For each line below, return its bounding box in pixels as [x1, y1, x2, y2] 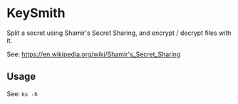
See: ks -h [6, 89, 38, 98]
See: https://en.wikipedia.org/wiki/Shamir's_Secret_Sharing [6, 50, 181, 58]
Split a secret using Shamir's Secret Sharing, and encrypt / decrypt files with [6, 28, 232, 37]
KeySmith [6, 5, 66, 21]
